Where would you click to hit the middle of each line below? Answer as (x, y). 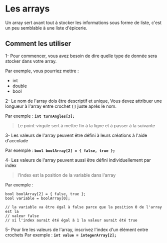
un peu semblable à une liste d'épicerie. (46, 28)
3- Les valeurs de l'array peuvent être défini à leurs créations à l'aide (76, 135)
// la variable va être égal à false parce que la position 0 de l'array (84, 207)
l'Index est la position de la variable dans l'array (66, 175)
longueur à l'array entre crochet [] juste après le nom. (61, 106)
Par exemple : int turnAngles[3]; (40, 116)
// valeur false (22, 216)
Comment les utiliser (38, 44)
